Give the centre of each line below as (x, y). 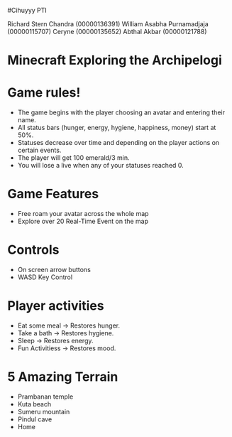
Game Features (53, 194)
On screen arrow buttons (54, 270)
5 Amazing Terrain (63, 377)
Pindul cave (35, 419)
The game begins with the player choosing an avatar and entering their (121, 112)
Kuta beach (34, 404)
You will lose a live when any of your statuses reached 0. (101, 166)
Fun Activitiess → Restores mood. (67, 348)
